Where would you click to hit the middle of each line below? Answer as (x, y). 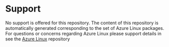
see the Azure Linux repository (38, 39)
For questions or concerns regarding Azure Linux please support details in (83, 33)
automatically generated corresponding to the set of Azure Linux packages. (85, 28)
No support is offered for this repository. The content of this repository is (82, 23)
